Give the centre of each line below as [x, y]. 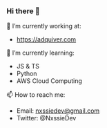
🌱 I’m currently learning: [41, 53]
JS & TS [28, 66]
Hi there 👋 [23, 11]
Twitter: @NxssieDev [46, 118]
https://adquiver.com [46, 39]
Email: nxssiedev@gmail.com [58, 111]
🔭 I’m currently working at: [44, 26]
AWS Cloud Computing [49, 81]
